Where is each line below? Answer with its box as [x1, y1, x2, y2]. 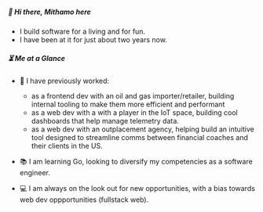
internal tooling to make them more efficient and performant [31, 99, 225, 109]
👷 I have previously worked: [19, 76, 110, 85]
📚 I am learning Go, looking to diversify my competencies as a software [19, 156, 253, 166]
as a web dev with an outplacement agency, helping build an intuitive [31, 124, 255, 134]
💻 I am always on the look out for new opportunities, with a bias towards [19, 183, 255, 192]
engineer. [19, 167, 51, 177]
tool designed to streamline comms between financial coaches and [31, 132, 249, 142]
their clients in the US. [31, 141, 104, 150]
